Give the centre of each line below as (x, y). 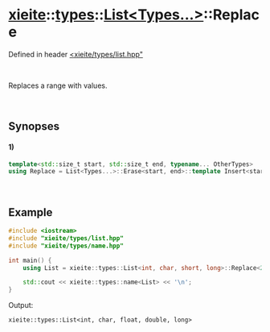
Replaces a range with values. (58, 85)
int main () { (30, 260)
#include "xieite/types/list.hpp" (66, 238)
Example (31, 212)
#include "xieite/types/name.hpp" (66, 246)
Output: (21, 305)
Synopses (34, 127)
